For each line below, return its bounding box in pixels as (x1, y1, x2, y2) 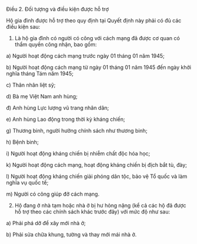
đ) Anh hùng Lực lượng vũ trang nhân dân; (6, 104, 109, 111)
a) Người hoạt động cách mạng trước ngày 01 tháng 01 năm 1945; (6, 52, 165, 59)
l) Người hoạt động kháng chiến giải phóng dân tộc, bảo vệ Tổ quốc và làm (6, 173, 188, 180)
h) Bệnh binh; (6, 139, 39, 146)
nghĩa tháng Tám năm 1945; (6, 70, 74, 77)
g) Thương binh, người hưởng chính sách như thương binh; (6, 127, 147, 134)
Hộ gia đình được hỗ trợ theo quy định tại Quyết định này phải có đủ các (6, 17, 182, 24)
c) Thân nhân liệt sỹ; (6, 81, 56, 88)
